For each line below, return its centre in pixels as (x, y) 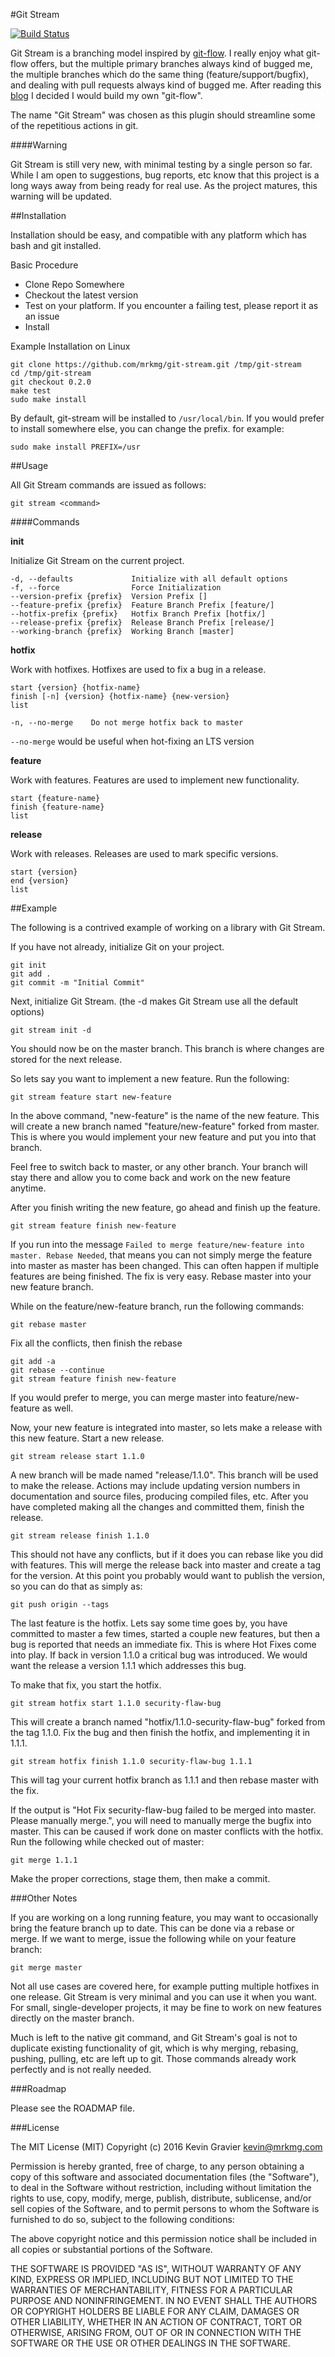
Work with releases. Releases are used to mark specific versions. (144, 853)
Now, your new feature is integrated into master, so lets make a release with (166, 1427)
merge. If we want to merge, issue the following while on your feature (153, 1938)
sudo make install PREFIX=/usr (75, 447)
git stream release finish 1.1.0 (80, 1536)
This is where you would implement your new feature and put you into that (163, 1137)
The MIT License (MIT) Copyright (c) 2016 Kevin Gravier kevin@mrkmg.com (166, 2147)
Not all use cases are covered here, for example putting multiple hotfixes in (165, 1986)
